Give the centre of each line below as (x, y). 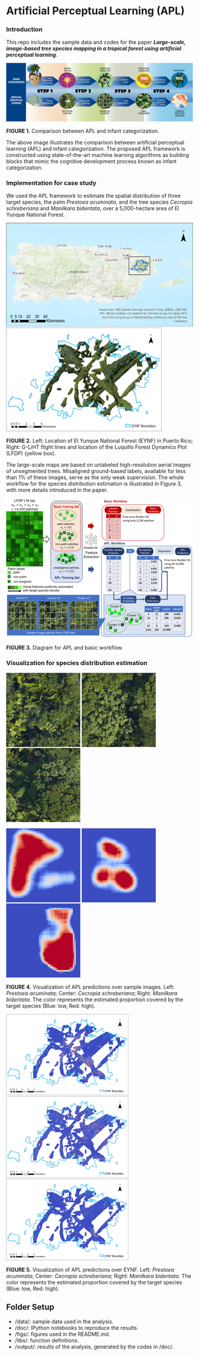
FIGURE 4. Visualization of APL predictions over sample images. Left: (90, 987)
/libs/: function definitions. (46, 1340)
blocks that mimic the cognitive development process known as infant (92, 161)
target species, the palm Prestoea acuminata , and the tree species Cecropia (99, 202)
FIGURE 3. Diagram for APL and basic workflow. (65, 648)
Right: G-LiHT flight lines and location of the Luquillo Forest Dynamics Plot (97, 447)
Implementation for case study (51, 183)
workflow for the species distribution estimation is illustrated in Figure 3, (94, 484)
